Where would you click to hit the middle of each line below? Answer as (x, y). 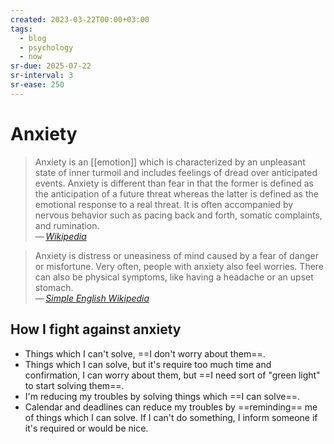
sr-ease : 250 (37, 85)
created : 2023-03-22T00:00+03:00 (80, 19)
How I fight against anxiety (96, 329)
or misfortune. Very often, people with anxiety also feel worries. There (179, 266)
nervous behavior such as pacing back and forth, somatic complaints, (178, 215)
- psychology (46, 47)
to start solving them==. (74, 385)
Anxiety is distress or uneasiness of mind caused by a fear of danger (176, 255)
